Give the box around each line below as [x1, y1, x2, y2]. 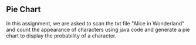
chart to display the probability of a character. [6, 32, 117, 39]
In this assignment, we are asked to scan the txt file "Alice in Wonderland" [6, 20, 185, 27]
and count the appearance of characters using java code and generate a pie [6, 26, 190, 33]
